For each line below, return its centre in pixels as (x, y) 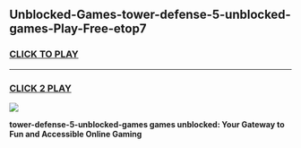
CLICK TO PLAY (44, 55)
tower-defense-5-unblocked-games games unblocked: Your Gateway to (147, 124)
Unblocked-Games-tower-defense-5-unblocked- (150, 15)
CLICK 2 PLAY (40, 88)
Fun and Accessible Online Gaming (76, 134)
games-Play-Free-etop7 (78, 29)
